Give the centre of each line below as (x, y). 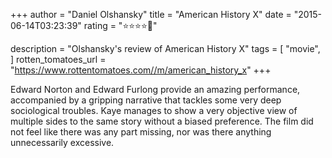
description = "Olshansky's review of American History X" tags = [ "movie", (165, 48)
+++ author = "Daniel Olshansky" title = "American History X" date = (151, 14)
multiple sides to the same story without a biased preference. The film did (162, 121)
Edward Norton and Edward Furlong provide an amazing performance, (155, 89)
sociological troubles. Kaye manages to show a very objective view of (154, 110)
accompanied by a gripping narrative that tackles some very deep (146, 100)
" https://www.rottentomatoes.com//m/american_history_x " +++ (141, 70)
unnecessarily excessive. (62, 142)
